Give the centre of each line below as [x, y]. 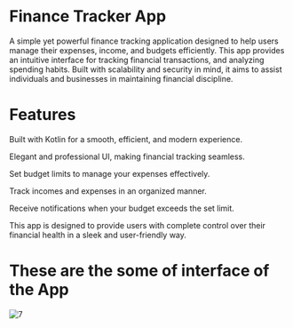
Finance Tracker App [88, 16]
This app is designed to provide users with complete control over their [138, 225]
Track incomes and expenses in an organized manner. [108, 191]
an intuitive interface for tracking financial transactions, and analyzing [137, 60]
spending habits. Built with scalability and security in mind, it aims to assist [146, 69]
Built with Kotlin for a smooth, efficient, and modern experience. [126, 139]
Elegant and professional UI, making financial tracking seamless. [127, 156]
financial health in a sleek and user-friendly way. [98, 235]
